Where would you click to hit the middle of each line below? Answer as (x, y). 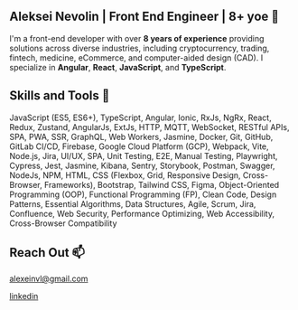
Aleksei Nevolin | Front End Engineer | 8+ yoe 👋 (144, 17)
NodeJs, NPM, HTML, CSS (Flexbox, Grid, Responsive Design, (125, 175)
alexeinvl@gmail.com (49, 279)
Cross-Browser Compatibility (63, 223)
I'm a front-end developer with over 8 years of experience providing (137, 38)
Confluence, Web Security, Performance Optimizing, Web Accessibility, (142, 213)
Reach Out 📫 (47, 253)
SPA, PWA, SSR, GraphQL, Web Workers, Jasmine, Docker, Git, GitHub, (141, 136)
